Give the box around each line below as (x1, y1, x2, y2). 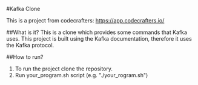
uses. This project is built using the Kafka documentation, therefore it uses (6, 35, 192, 42)
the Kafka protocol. (6, 42, 54, 49)
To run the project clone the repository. (15, 65, 113, 72)
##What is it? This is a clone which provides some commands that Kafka (6, 29, 188, 36)
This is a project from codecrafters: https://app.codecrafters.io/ (6, 17, 165, 24)
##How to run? (6, 53, 44, 60)
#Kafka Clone (6, 5, 41, 12)
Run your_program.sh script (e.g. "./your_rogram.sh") (15, 72, 148, 78)
